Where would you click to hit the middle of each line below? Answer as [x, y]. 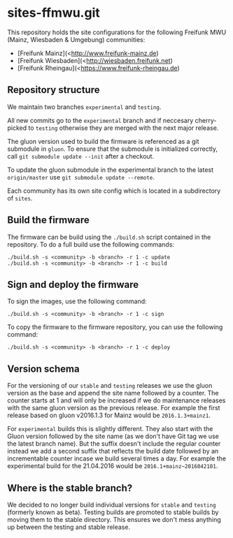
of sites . [20, 198]
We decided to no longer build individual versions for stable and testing [112, 505]
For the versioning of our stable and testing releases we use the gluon [110, 386]
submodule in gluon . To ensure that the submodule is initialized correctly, [113, 149]
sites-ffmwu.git [54, 13]
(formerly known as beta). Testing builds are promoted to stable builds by [113, 512]
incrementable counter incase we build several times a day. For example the [116, 458]
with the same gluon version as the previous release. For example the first [114, 408]
